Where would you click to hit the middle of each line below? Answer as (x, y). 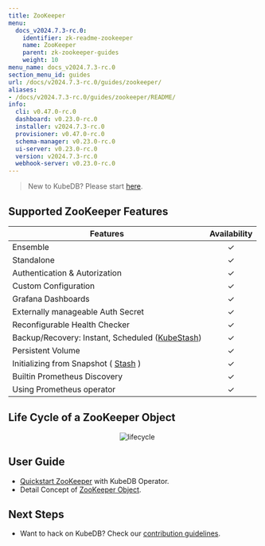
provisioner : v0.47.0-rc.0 (60, 134)
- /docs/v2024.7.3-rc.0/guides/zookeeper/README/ (92, 97)
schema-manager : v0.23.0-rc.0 (65, 141)
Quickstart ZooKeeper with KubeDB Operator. (94, 481)
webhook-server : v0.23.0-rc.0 (65, 164)
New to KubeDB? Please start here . (85, 186)
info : (17, 104)
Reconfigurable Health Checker (71, 325)
